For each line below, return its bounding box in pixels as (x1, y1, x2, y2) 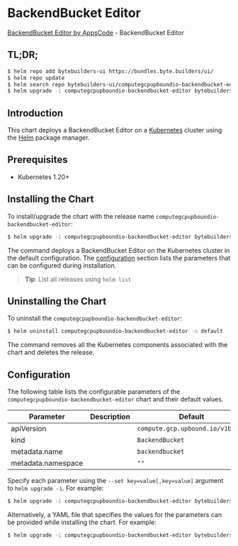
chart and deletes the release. (7, 348, 95, 357)
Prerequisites (7, 154, 68, 166)
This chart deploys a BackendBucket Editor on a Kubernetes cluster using (7, 126, 222, 135)
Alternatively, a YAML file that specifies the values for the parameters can (7, 510, 222, 518)
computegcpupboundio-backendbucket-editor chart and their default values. (7, 395, 224, 404)
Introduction (7, 107, 64, 119)
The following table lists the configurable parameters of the (7, 387, 181, 396)
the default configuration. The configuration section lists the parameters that (7, 254, 231, 262)
